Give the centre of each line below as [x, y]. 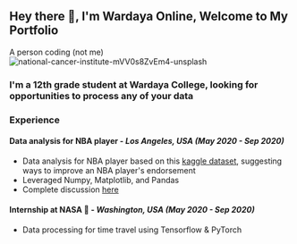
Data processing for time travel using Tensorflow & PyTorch [132, 230]
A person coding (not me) [57, 52]
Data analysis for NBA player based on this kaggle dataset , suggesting [152, 161]
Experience [34, 120]
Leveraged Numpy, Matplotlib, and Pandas [101, 180]
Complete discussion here [70, 189]
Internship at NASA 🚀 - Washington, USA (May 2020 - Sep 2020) [132, 210]
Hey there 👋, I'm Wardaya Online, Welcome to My [149, 17]
